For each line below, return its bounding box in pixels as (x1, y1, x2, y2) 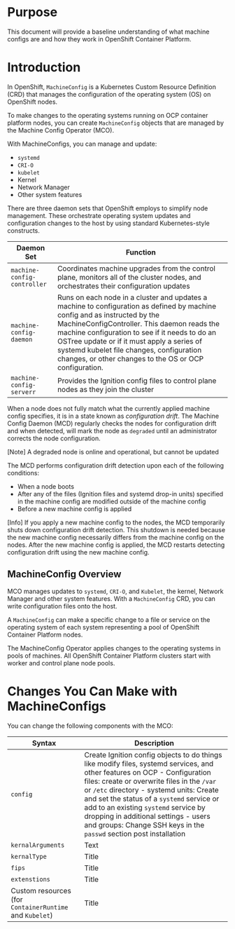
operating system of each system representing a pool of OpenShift (7, 623, 200, 631)
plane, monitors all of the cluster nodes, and (57, 272, 201, 282)
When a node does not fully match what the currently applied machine (7, 404, 210, 412)
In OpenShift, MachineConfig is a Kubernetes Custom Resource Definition (7, 82, 217, 91)
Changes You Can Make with (7, 683, 178, 699)
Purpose (7, 4, 58, 20)
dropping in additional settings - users (84, 811, 211, 821)
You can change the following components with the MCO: (7, 721, 173, 730)
